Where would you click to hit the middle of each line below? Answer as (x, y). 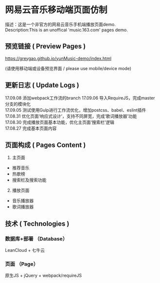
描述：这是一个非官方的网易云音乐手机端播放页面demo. (60, 24)
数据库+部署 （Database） (36, 239)
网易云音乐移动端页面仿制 (56, 10)
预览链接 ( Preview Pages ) (45, 46)
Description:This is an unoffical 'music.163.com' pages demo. (66, 30)
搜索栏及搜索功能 (29, 180)
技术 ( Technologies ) (37, 223)
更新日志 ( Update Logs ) (42, 85)
